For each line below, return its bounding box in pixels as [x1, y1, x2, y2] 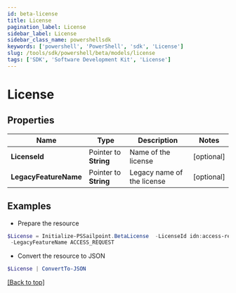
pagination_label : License [7, 23, 86, 30]
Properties [7, 114, 55, 127]
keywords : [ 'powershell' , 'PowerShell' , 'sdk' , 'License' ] [7, 43, 184, 50]
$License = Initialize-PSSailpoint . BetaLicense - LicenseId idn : [7, 232, 202, 239]
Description [138, 135, 178, 145]
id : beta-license [7, 10, 58, 18]
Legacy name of [129, 167, 183, 177]
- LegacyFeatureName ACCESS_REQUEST [10, 239, 114, 247]
